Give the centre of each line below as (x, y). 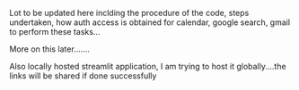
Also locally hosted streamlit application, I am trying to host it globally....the (148, 66)
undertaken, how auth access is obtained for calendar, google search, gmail (149, 22)
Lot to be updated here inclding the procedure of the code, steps (129, 13)
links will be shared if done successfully (83, 76)
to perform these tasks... (55, 32)
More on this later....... (49, 49)
